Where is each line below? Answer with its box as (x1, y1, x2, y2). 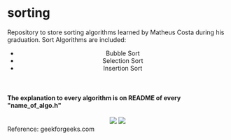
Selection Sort (102, 56, 143, 64)
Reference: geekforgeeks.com (7, 125, 94, 134)
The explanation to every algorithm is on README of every (7, 93, 181, 102)
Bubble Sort (106, 49, 140, 57)
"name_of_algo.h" (7, 101, 62, 109)
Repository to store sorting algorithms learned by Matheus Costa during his (7, 28, 225, 36)
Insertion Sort (103, 64, 143, 72)
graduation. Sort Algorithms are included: (7, 35, 127, 43)
